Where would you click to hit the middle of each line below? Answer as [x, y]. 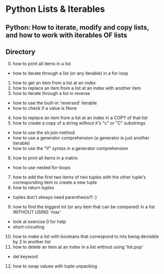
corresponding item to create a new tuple [55, 183]
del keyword [25, 257]
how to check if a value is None [45, 108]
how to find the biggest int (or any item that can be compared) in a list [84, 207]
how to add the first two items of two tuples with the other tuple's [79, 177]
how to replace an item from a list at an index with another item [77, 88]
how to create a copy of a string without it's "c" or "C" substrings [79, 123]
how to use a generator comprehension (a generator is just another [81, 138]
